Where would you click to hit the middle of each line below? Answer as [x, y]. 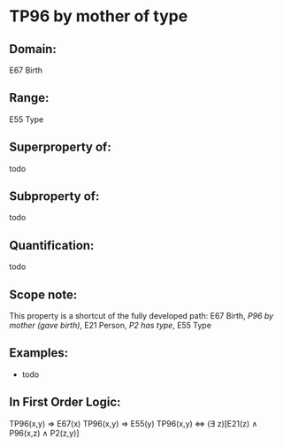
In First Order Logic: [65, 402]
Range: [29, 98]
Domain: [33, 49]
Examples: [39, 353]
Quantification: [52, 245]
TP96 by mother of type [99, 16]
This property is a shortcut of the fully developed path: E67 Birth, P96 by [141, 316]
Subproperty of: [54, 197]
